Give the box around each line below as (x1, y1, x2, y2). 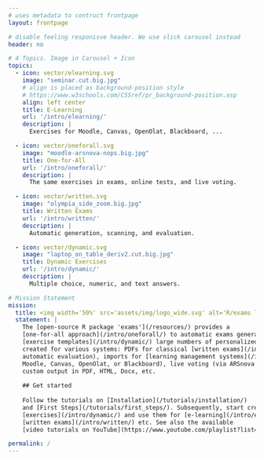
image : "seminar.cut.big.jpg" (22, 76, 122, 84)
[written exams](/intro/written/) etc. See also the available (22, 418, 234, 426)
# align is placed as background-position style (22, 83, 185, 91)
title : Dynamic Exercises (22, 258, 108, 266)
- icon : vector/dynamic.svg (15, 243, 108, 252)
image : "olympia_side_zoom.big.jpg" (22, 200, 143, 208)
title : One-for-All (22, 156, 86, 164)
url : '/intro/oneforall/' (22, 164, 108, 171)
